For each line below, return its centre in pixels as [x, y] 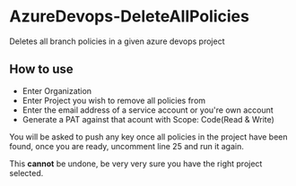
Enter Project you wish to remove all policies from [114, 100]
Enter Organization [57, 90]
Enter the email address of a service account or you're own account [148, 110]
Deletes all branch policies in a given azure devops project [117, 41]
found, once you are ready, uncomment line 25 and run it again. [126, 146]
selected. [26, 173]
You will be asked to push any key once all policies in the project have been [148, 137]
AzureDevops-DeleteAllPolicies [129, 17]
